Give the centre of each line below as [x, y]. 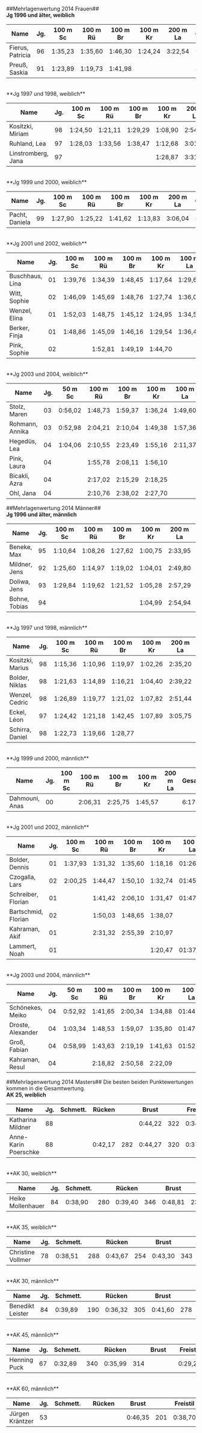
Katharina [23, 1120]
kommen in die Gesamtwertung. [46, 1088]
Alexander [24, 1032]
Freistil [184, 1403]
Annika [19, 431]
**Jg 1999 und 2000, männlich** [47, 758]
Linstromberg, [29, 153]
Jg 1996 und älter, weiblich [41, 15]
